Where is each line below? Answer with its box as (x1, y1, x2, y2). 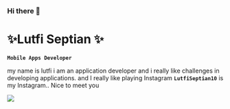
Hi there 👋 (7, 6, 41, 16)
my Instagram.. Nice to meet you (7, 81, 100, 89)
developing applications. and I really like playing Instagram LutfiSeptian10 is (7, 73, 224, 82)
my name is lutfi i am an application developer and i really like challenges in (7, 66, 220, 75)
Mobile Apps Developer (7, 54, 72, 61)
